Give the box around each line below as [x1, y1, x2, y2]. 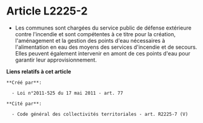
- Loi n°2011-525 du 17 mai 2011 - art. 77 [12, 90, 123, 96]
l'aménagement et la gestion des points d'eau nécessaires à [15, 37, 165, 44]
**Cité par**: [6, 101, 42, 107]
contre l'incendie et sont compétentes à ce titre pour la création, [15, 30, 176, 37]
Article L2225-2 [6, 4, 88, 18]
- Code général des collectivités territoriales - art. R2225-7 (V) [12, 111, 188, 117]
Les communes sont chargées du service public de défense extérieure [15, 24, 192, 31]
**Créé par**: [6, 80, 42, 86]
